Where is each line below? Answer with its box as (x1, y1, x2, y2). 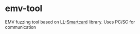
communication (5, 24, 36, 30)
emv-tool (5, 3, 43, 14)
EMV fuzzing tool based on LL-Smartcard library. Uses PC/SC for (5, 19, 135, 25)
